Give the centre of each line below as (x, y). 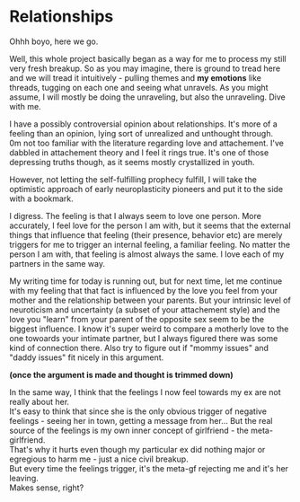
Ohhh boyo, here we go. (54, 41)
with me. (26, 106)
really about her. (40, 401)
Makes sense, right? (47, 488)
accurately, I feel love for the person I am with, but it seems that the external (150, 225)
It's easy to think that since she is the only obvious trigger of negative (138, 411)
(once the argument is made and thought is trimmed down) (121, 374)
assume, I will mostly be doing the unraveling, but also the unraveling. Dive (147, 97)
